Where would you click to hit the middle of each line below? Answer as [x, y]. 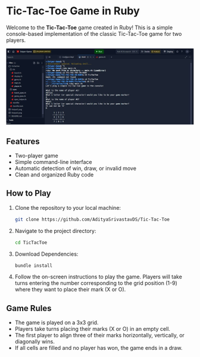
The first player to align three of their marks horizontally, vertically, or [99, 336]
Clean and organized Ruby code [54, 175]
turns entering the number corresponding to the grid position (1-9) [96, 283]
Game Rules [29, 308]
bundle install [34, 266]
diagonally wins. [35, 342]
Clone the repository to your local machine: [68, 207]
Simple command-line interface [53, 162]
